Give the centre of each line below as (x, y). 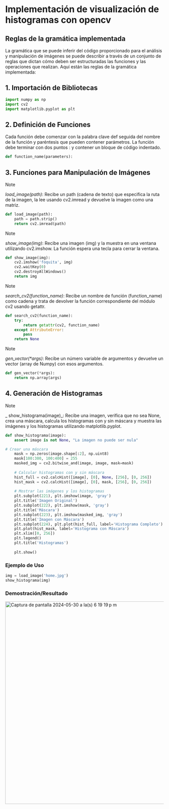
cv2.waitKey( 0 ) (30, 267)
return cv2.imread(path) (40, 224)
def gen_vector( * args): (30, 373)
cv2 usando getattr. (25, 306)
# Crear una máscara (27, 449)
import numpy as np (26, 99)
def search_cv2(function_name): (39, 316)
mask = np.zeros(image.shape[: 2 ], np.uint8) (62, 454)
